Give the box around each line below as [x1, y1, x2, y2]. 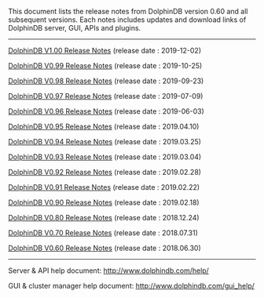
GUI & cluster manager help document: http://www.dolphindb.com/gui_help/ [8, 282, 255, 290]
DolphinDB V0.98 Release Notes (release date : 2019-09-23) [8, 76, 204, 85]
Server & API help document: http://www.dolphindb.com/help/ [8, 266, 210, 275]
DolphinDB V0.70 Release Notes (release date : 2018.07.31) [8, 228, 199, 238]
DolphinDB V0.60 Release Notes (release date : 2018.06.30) [8, 243, 202, 253]
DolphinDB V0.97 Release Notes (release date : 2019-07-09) [8, 92, 203, 100]
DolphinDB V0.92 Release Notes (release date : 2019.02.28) [8, 168, 202, 176]
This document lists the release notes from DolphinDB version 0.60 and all [8, 7, 248, 16]
